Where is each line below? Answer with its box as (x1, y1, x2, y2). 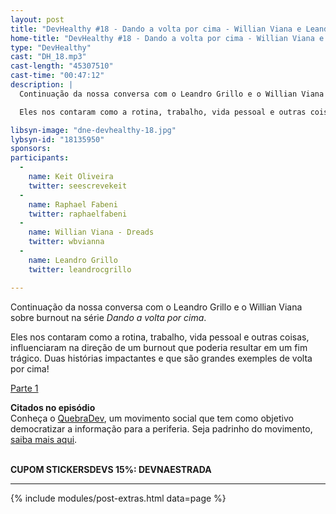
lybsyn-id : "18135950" (10, 134, 105, 145)
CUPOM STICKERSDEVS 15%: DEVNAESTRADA (10, 463, 212, 475)
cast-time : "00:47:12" (10, 71, 105, 81)
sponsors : (10, 144, 52, 154)
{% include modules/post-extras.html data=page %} (10, 492, 227, 504)
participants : (10, 153, 70, 163)
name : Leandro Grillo (28, 255, 118, 265)
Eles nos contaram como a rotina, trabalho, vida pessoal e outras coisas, (10, 331, 310, 343)
